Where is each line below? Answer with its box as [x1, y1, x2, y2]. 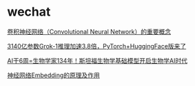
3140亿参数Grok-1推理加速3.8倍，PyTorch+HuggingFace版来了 [7, 42, 187, 50]
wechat [7, 4, 51, 20]
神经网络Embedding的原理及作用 [7, 71, 100, 79]
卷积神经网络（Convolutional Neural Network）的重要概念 [7, 27, 171, 35]
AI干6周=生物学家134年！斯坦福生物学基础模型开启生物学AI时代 [7, 56, 188, 65]
